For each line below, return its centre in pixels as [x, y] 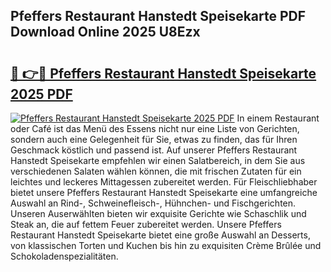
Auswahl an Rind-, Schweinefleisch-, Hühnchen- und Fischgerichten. [153, 203]
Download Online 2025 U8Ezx [105, 32]
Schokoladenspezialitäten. [64, 256]
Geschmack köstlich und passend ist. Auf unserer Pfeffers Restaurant [154, 150]
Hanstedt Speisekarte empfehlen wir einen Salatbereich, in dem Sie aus [158, 160]
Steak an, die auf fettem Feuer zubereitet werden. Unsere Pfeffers [146, 224]
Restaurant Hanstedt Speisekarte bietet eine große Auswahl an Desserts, [160, 235]
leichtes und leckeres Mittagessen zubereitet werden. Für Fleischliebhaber [164, 182]
